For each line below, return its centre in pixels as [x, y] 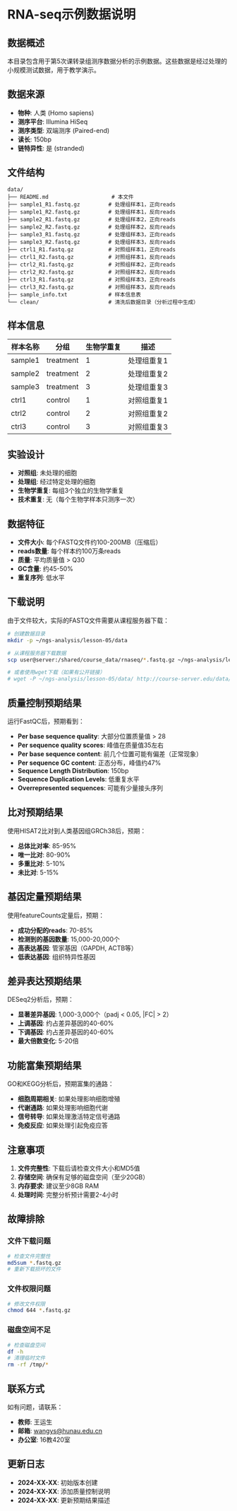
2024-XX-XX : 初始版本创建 [57, 1482]
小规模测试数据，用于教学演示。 [54, 70]
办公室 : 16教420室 [44, 1440]
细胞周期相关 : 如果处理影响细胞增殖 [69, 1099]
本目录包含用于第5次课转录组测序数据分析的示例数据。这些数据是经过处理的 [117, 61]
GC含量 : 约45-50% [45, 569]
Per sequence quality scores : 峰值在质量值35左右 [91, 745]
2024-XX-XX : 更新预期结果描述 [64, 1500]
